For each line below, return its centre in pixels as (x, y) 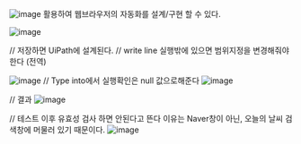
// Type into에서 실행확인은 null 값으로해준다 (122, 80)
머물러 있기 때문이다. (69, 130)
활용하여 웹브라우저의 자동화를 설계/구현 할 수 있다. (133, 14)
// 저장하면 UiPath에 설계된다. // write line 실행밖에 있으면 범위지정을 (130, 50)
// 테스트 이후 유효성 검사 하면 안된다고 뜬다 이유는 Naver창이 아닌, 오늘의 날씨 (146, 119)
